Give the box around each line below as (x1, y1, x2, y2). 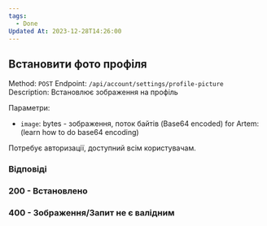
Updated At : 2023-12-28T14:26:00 (8, 27, 122, 35)
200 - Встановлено (8, 185, 88, 197)
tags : (8, 11, 27, 20)
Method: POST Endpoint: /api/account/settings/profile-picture (8, 79, 224, 89)
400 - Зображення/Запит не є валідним (8, 206, 175, 218)
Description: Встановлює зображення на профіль (8, 87, 179, 98)
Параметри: (8, 103, 50, 113)
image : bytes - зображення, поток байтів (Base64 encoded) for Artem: (20, 119, 259, 128)
